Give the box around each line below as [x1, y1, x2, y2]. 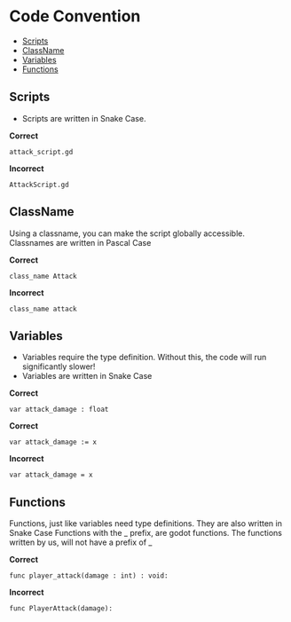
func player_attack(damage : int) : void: [9, 571, 169, 580]
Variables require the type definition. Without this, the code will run [21, 352, 267, 363]
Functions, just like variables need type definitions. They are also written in [9, 518, 282, 529]
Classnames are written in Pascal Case [9, 237, 152, 248]
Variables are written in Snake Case [21, 371, 153, 382]
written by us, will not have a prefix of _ [9, 537, 153, 547]
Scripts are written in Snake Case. [21, 113, 146, 123]
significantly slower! [21, 361, 96, 372]
